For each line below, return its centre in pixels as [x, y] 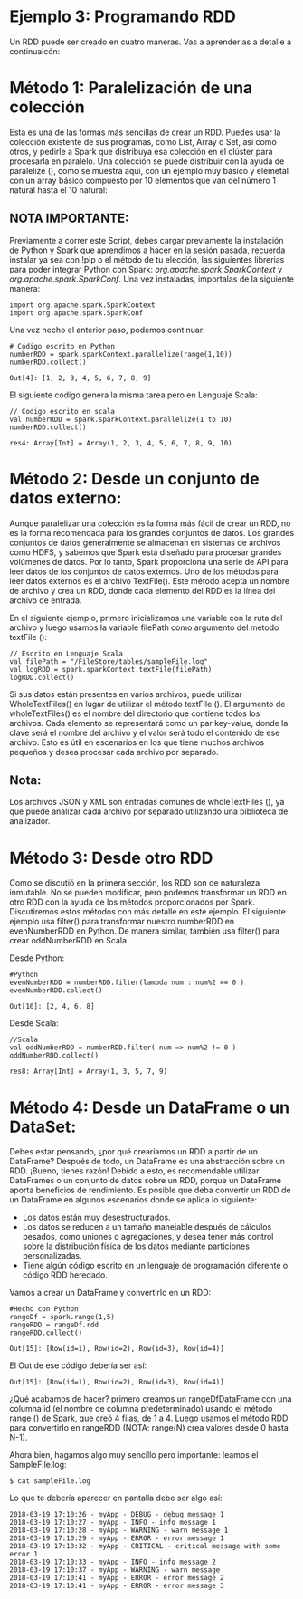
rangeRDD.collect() [46, 1333]
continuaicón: [35, 51]
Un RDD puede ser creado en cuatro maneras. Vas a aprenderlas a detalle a [151, 42]
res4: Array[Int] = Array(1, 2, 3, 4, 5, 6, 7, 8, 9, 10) [121, 443]
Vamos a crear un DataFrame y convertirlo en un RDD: [110, 1293]
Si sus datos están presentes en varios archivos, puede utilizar [126, 694]
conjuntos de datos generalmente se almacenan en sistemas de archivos [145, 542]
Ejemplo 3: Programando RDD [123, 17]
